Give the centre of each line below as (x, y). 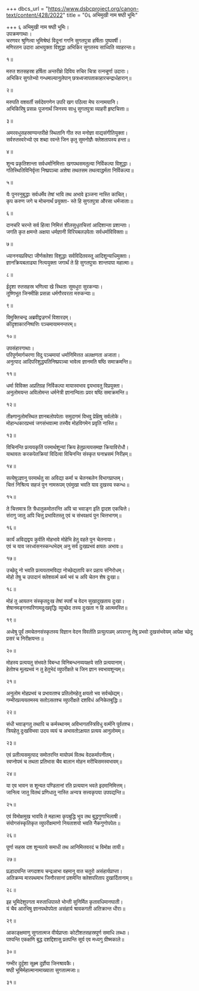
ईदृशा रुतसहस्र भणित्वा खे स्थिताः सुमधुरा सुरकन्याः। (55, 287)
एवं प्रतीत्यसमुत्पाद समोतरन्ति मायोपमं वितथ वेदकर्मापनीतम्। (61, 755)
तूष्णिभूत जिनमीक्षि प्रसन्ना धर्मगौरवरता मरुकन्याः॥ (50, 293)
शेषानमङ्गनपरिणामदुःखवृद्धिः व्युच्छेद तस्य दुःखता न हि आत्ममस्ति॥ (67, 608)
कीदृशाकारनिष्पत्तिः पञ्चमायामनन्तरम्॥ (41, 324)
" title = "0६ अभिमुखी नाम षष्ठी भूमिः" (100, 15)
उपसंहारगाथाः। (20, 348)
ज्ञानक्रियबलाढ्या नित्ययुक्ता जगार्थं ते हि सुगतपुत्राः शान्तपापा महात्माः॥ (70, 263)
